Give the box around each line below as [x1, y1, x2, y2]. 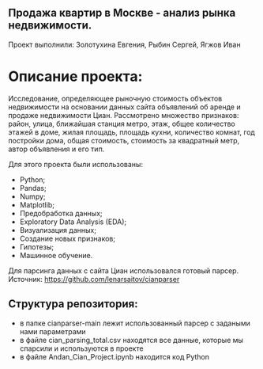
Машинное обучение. [19, 250, 93, 260]
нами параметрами [19, 326, 86, 336]
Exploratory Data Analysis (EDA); [19, 217, 127, 226]
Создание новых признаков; [19, 234, 116, 243]
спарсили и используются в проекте [19, 344, 144, 353]
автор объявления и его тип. [8, 144, 105, 154]
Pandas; [19, 183, 47, 192]
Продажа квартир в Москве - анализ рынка [8, 6, 236, 20]
